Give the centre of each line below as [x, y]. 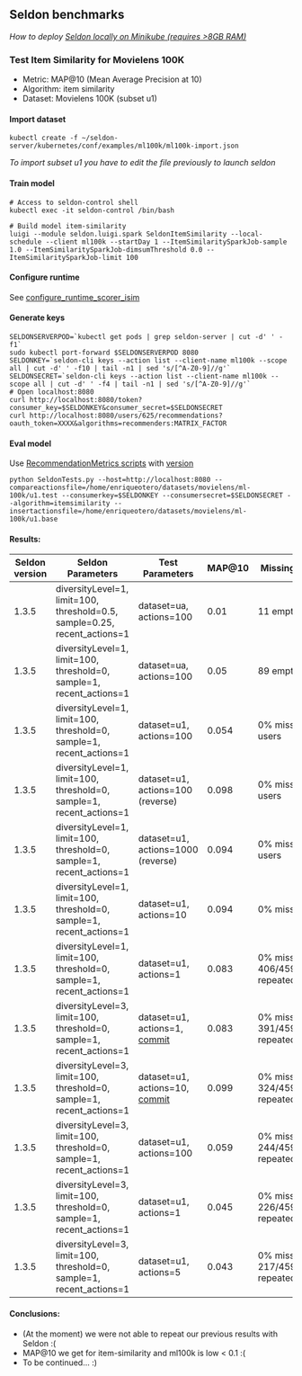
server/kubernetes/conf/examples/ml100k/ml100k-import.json [124, 146]
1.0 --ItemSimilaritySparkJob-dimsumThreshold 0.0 [106, 250]
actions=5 [160, 1273]
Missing [278, 568]
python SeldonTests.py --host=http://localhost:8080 [110, 480]
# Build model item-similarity [68, 226]
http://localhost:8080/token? [86, 399]
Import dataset [38, 119]
